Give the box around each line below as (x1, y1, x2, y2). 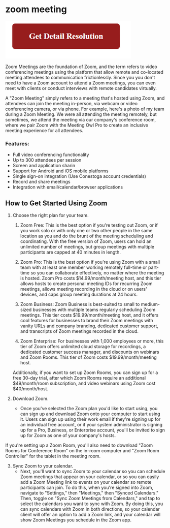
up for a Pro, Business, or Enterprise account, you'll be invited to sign (20, 427, 165, 433)
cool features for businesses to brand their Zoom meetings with (20, 318, 153, 324)
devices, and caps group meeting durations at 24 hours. (20, 291, 138, 298)
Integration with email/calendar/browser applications (12, 184, 123, 190)
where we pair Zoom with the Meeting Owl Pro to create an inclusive (5, 122, 148, 128)
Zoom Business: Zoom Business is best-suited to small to (20, 301, 140, 307)
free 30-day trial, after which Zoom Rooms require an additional (12, 375, 146, 381)
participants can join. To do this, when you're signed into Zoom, (20, 484, 154, 491)
